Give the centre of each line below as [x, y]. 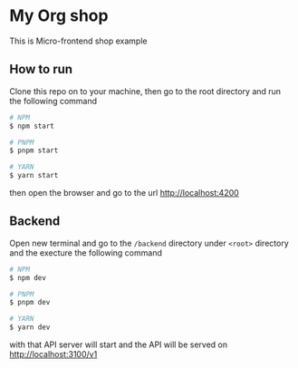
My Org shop [59, 16]
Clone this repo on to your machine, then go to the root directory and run [145, 91]
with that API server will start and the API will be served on [119, 344]
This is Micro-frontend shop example [78, 41]
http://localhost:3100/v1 [53, 354]
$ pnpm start [34, 150]
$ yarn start [34, 176]
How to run [41, 69]
